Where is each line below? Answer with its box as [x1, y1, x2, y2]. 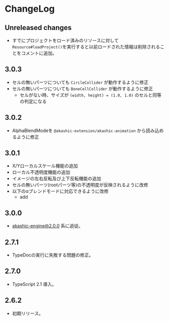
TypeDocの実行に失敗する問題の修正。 [12, 252, 94, 258]
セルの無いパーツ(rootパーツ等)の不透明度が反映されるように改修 [12, 182, 148, 188]
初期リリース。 [12, 310, 44, 316]
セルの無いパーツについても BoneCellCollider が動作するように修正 [12, 85, 153, 91]
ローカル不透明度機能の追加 [12, 169, 71, 175]
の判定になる [19, 98, 47, 104]
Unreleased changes [5, 23, 72, 32]
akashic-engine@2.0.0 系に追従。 [12, 223, 83, 229]
